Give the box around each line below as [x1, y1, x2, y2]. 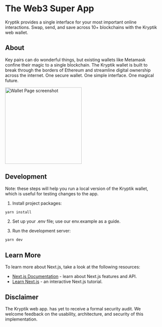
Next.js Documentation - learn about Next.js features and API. [12, 274, 137, 280]
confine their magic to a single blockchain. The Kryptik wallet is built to [5, 62, 148, 68]
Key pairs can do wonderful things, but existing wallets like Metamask [5, 57, 146, 63]
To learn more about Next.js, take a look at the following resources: [5, 264, 140, 270]
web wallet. [5, 29, 28, 35]
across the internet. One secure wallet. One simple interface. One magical [5, 72, 154, 78]
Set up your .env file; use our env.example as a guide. [12, 218, 121, 224]
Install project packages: [12, 200, 62, 206]
